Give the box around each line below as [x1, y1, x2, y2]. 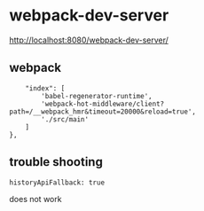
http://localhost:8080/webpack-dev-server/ [9, 35, 169, 45]
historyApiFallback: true [9, 178, 105, 187]
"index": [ [25, 83, 66, 93]
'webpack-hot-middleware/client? [41, 99, 165, 108]
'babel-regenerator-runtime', [41, 91, 153, 100]
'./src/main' [41, 114, 90, 124]
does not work [9, 193, 62, 204]
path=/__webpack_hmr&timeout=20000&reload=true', [9, 107, 197, 116]
